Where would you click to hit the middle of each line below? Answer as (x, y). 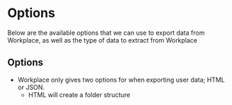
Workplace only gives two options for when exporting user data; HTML (121, 79)
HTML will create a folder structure (79, 94)
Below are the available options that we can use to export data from (106, 33)
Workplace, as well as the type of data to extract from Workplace (103, 40)
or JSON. (31, 87)
